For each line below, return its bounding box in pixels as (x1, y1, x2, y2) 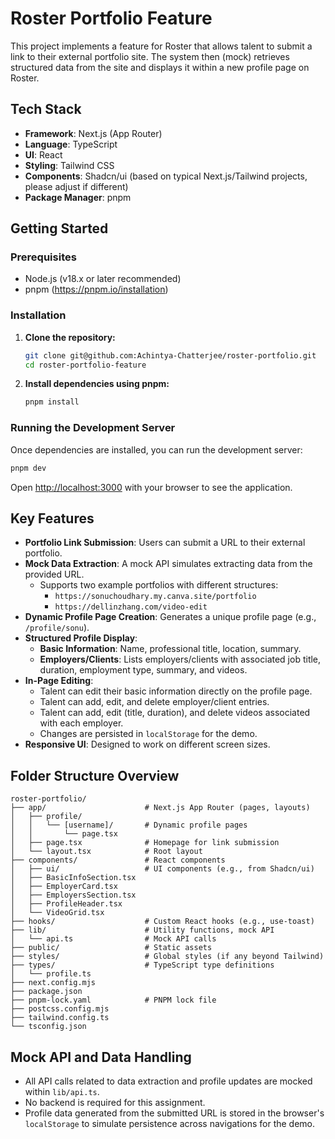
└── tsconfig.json (10, 1022, 87, 1032)
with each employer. (39, 717, 124, 729)
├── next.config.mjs (10, 978, 97, 988)
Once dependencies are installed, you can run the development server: (10, 443, 303, 456)
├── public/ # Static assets (10, 943, 213, 953)
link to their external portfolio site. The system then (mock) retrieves (10, 50, 290, 62)
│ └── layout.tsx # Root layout (10, 847, 203, 857)
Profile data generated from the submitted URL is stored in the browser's (24, 1107, 325, 1119)
